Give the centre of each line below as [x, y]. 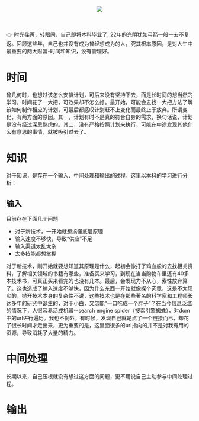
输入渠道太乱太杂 [36, 246]
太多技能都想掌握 [36, 253]
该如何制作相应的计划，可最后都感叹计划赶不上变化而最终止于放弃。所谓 [94, 110]
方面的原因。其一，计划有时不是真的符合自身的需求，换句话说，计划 [110, 117]
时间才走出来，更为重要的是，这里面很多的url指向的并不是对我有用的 [105, 326]
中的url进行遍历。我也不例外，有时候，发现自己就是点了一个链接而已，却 [95, 318]
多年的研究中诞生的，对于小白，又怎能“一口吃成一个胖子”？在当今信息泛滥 [102, 303]
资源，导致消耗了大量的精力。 [42, 333]
